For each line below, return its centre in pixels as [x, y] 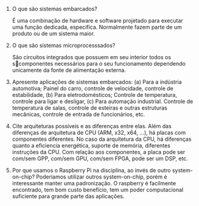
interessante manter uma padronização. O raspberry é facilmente [94, 183]
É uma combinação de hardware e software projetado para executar [98, 20]
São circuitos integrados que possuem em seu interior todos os [92, 57]
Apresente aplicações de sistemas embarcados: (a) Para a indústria [97, 82]
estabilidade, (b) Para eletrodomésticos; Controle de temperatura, [95, 95]
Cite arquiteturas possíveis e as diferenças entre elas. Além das [92, 126]
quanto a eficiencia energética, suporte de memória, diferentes [91, 145]
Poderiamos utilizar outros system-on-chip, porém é [102, 177]
